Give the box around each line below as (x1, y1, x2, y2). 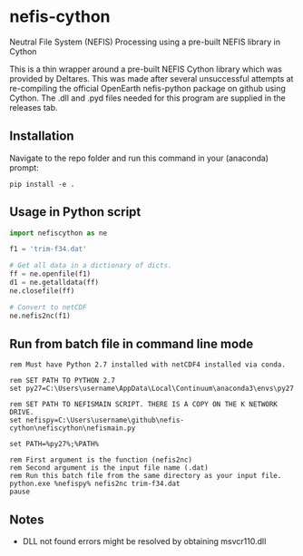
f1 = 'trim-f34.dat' (9, 245, 88, 254)
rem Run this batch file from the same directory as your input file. (9, 472, 282, 481)
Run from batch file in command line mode (9, 336, 254, 351)
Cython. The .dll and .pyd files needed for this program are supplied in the (9, 93, 286, 103)
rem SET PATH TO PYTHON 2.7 (9, 376, 116, 385)
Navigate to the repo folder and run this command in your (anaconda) (9, 152, 269, 163)
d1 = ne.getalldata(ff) (9, 278, 100, 288)
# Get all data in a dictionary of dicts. (9, 261, 172, 270)
